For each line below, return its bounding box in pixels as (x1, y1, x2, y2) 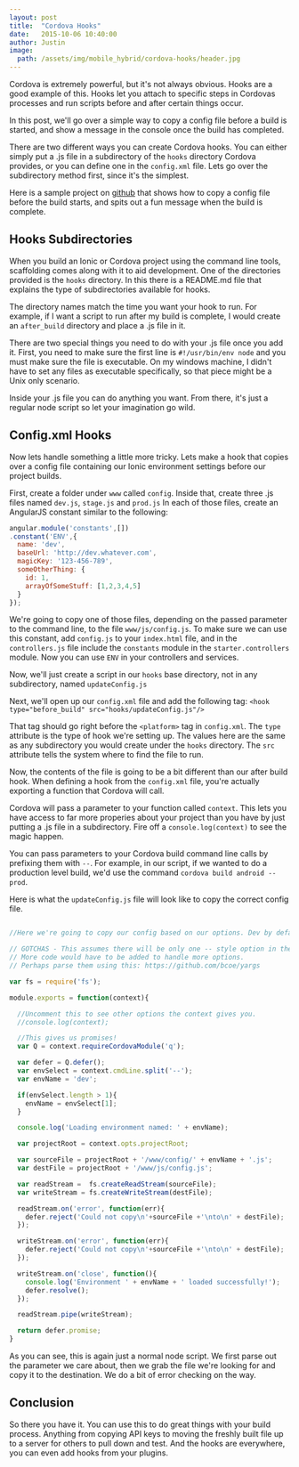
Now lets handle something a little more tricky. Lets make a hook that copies (9, 451, 289, 462)
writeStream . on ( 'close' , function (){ (17, 1269, 158, 1278)
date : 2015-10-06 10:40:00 (9, 29, 117, 38)
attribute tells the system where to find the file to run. (9, 750, 205, 760)
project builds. (9, 470, 62, 481)
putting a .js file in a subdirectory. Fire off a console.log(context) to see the (9, 822, 287, 832)
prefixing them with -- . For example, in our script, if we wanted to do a (9, 858, 268, 869)
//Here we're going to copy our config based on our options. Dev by (9, 928, 273, 937)
